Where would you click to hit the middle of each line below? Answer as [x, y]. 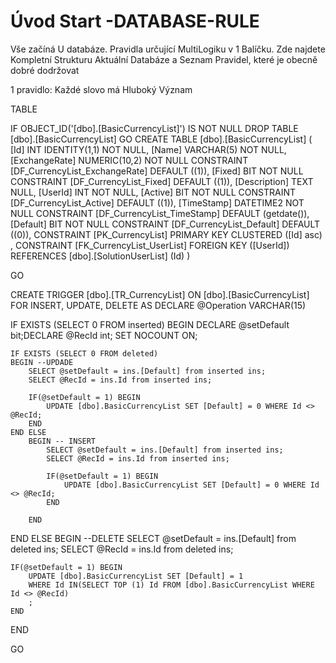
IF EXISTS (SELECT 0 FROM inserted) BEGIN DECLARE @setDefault [150, 324]
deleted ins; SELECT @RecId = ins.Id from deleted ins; [122, 549]
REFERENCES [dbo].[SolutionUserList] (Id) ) [100, 256]
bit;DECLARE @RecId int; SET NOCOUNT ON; [104, 335]
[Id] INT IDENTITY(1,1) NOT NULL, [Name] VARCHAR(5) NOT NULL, [148, 149]
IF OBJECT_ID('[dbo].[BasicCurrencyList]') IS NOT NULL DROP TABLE [154, 128]
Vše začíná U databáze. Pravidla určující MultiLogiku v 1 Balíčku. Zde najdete [168, 49]
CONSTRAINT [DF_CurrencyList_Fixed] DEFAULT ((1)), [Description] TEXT [162, 181]
